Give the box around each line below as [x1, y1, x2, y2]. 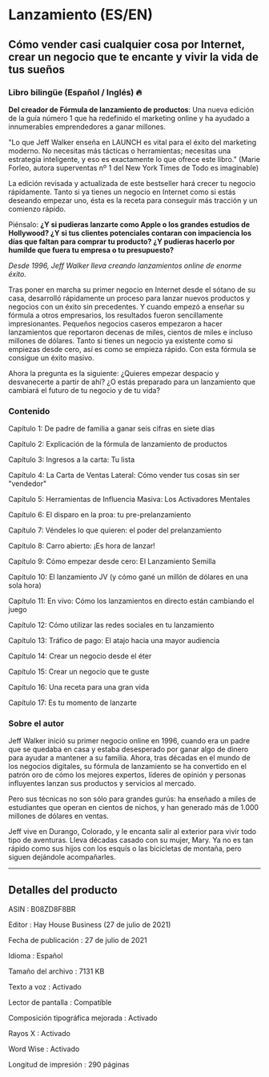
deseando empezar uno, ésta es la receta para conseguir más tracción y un [8, 195, 258, 205]
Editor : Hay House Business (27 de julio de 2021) [8, 920, 171, 929]
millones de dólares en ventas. [8, 812, 110, 821]
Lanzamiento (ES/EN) [8, 6, 154, 24]
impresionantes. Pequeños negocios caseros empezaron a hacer [8, 318, 223, 328]
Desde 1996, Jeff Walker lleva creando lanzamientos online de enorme [8, 261, 242, 270]
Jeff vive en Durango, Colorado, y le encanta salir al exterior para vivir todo [8, 827, 257, 836]
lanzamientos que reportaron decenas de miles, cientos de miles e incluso [8, 327, 254, 337]
